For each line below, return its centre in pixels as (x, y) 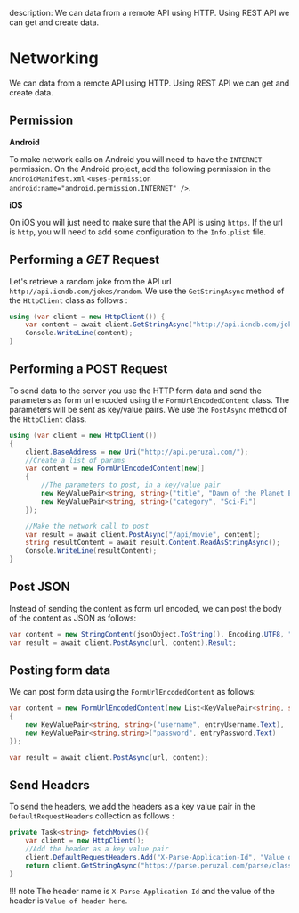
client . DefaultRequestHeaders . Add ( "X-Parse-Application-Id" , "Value (155, 858)
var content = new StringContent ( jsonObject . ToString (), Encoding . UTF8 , (147, 634)
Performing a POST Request (89, 369)
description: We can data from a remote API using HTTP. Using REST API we (149, 13)
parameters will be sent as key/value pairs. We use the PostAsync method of (148, 409)
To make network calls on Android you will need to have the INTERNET (136, 159)
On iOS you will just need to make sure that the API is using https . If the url (146, 222)
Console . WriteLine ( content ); (79, 333)
